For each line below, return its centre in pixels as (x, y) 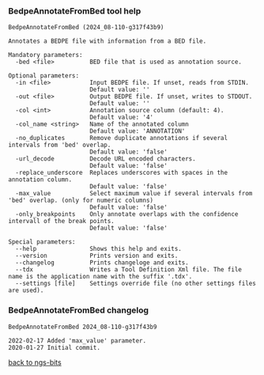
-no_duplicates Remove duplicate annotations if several (121, 138)
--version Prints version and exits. (97, 256)
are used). (26, 290)
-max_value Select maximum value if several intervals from (134, 194)
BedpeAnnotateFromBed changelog (78, 310)
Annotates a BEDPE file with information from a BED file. (107, 41)
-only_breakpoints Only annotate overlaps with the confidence (127, 214)
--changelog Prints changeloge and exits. (102, 263)
